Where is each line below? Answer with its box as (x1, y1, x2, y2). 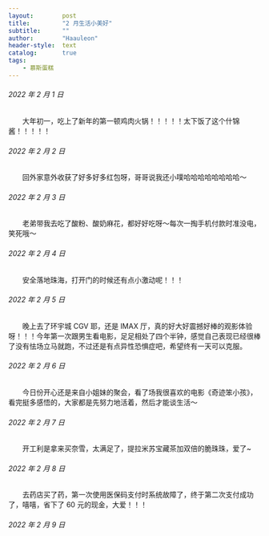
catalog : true (8, 49, 78, 57)
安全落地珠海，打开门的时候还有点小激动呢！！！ (22, 274, 184, 285)
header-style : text (8, 42, 78, 50)
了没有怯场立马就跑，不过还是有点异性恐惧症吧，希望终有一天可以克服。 (8, 341, 247, 351)
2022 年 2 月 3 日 (8, 192, 66, 201)
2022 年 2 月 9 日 (8, 519, 66, 530)
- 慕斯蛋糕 (22, 64, 54, 72)
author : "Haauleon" (8, 34, 98, 43)
